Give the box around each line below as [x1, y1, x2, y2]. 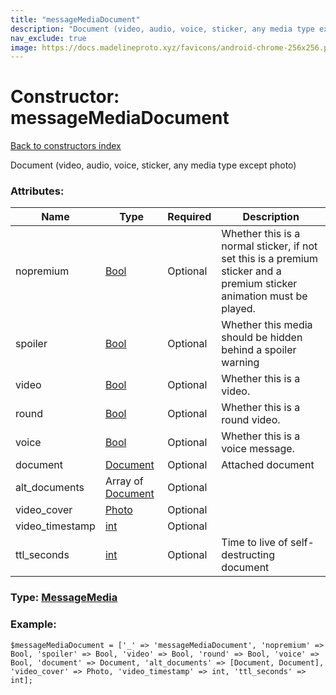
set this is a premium [221, 252, 319, 266]
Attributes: [10, 184, 65, 198]
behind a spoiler [221, 343, 297, 357]
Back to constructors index [10, 140, 122, 152]
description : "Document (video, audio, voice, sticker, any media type [10, 24, 315, 34]
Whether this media [221, 318, 313, 332]
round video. [221, 413, 281, 427]
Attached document [221, 458, 315, 472]
